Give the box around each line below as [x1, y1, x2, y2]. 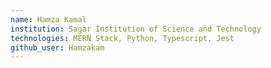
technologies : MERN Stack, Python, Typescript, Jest [10, 33, 235, 43]
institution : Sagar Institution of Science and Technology [10, 24, 262, 34]
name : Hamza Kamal [10, 14, 87, 25]
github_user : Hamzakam [10, 42, 105, 53]
